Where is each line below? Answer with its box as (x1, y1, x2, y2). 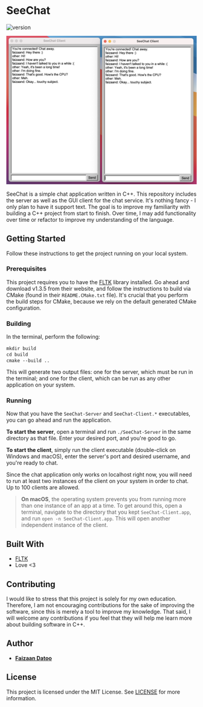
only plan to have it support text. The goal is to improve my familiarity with (6, 203, 190, 210)
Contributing (6, 579, 56, 589)
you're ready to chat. (6, 459, 59, 466)
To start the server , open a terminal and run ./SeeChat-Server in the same (6, 428, 192, 436)
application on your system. (6, 381, 76, 388)
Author (6, 639, 33, 649)
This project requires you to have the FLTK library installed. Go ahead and (6, 278, 189, 285)
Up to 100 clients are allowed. (6, 484, 80, 491)
